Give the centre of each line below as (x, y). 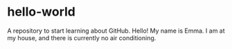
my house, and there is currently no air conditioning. (82, 37)
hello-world (42, 12)
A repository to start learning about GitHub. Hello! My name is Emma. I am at (116, 31)
